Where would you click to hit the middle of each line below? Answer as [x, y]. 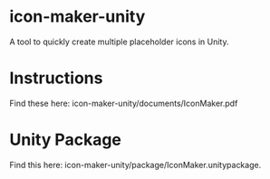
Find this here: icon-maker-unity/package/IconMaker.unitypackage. [135, 165]
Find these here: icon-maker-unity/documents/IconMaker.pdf [124, 103]
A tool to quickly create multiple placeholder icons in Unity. [119, 42]
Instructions [56, 78]
